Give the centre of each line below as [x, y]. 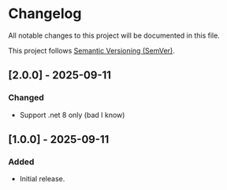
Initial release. [42, 179]
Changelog [45, 14]
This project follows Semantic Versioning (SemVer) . [91, 50]
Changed [26, 97]
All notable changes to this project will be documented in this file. [114, 35]
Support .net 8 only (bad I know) [72, 115]
